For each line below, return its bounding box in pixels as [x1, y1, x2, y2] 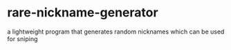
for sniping [7, 34, 38, 42]
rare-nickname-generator [7, 5, 158, 21]
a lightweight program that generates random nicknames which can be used [7, 27, 225, 36]
